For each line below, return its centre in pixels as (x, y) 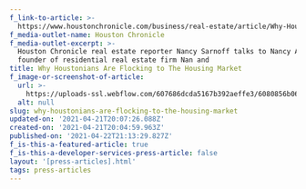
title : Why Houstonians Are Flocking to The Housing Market (126, 69)
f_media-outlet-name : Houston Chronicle (87, 35)
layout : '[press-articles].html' (73, 161)
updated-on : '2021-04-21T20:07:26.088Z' (87, 119)
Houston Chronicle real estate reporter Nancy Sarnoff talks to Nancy (154, 52)
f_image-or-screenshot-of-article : (77, 77)
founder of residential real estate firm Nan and (113, 60)
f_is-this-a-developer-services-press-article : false (114, 153)
